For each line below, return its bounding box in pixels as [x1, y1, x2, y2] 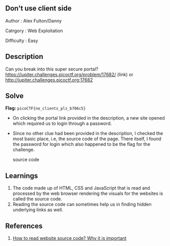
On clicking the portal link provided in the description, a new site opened [12, 115, 165, 121]
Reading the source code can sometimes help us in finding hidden [12, 202, 152, 208]
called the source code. [12, 196, 63, 202]
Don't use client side [5, 4, 72, 13]
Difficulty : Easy [5, 37, 38, 43]
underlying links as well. [12, 207, 64, 213]
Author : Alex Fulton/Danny [5, 17, 62, 24]
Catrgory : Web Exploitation [5, 28, 63, 34]
